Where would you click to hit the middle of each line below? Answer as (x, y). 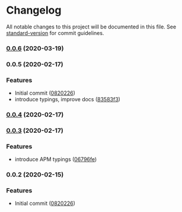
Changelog (34, 10)
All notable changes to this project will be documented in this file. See (91, 27)
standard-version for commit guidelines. (55, 33)
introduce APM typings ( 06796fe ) (56, 159)
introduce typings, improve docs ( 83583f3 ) (67, 99)
